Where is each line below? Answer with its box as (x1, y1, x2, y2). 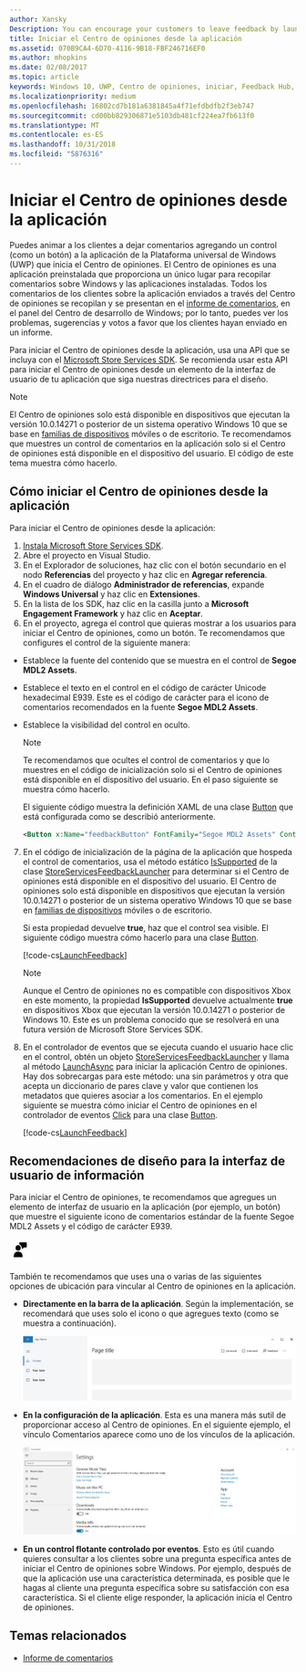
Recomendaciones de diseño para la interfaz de (9, 1153, 286, 1168)
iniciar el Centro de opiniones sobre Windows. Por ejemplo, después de (22, 1563, 291, 1574)
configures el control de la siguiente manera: (22, 637, 191, 648)
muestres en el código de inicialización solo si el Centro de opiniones (22, 764, 282, 775)
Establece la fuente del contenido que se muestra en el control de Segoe (22, 654, 297, 665)
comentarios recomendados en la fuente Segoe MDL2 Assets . (22, 701, 258, 712)
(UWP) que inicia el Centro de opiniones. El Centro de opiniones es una (9, 258, 277, 269)
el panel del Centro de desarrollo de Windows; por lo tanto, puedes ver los (9, 307, 289, 319)
